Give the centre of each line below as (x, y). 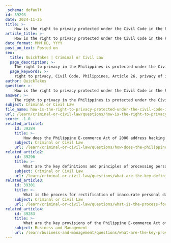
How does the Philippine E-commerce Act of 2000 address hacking (94, 138)
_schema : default (24, 10)
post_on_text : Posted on (32, 48)
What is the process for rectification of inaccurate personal (92, 195)
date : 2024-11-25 (24, 19)
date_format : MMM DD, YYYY (34, 43)
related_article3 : (25, 181)
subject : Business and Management (51, 228)
